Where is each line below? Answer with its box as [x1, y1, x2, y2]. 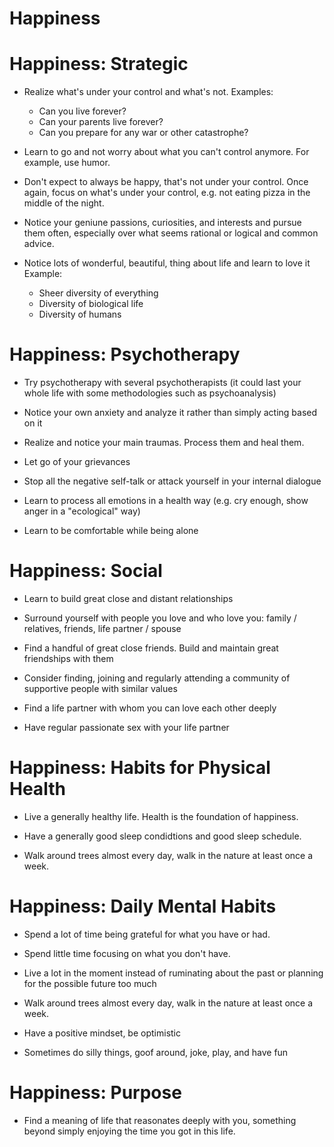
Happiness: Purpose [9, 1082, 182, 1104]
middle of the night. [23, 197, 105, 209]
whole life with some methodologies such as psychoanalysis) [23, 387, 277, 399]
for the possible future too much [23, 977, 157, 989]
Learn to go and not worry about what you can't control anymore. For [23, 146, 310, 158]
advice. [23, 238, 55, 250]
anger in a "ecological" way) [23, 505, 141, 517]
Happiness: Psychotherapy [9, 343, 241, 366]
